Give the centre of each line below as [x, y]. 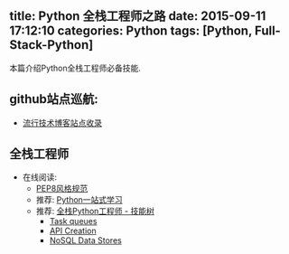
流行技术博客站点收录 [62, 122]
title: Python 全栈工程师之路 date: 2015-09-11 [138, 16]
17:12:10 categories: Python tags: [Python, [131, 31]
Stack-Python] [51, 45]
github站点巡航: [54, 99]
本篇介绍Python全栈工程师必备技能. [75, 68]
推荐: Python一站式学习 [79, 200]
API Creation [73, 231]
